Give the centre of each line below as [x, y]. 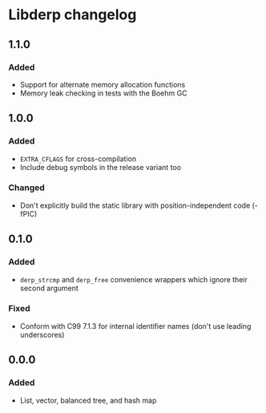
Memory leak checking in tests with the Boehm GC [103, 93]
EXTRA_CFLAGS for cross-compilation [78, 159]
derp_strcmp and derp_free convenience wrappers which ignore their [134, 279]
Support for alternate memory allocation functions [103, 84]
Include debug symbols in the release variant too [101, 167]
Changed [27, 188]
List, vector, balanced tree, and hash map [88, 400]
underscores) [42, 334]
